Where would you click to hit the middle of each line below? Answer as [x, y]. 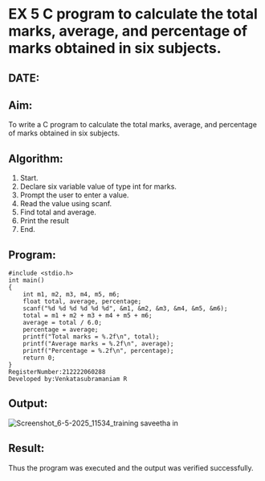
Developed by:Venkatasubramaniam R [68, 379]
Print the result [45, 221]
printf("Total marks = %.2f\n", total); [91, 337]
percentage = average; [61, 330]
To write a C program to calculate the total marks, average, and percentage [132, 125]
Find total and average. [58, 212]
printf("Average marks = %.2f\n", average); [98, 344]
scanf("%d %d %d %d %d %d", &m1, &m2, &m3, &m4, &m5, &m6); [125, 309]
